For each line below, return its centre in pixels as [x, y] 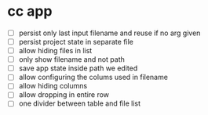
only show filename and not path [71, 59]
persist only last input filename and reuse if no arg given [109, 33]
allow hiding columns [53, 86]
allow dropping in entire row [64, 95]
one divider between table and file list [79, 103]
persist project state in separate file [76, 42]
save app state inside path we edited [78, 68]
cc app [30, 11]
